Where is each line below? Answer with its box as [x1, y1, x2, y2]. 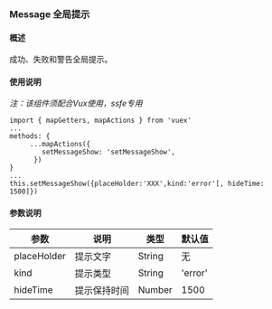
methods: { [9, 132, 51, 141]
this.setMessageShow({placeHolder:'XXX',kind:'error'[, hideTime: [9, 179, 265, 189]
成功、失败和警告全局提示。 [9, 54, 113, 65]
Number [137, 283, 174, 295]
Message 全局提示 [9, 7, 90, 20]
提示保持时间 [74, 284, 129, 296]
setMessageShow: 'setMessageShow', [42, 147, 176, 157]
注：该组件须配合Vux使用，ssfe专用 [9, 98, 143, 109]
